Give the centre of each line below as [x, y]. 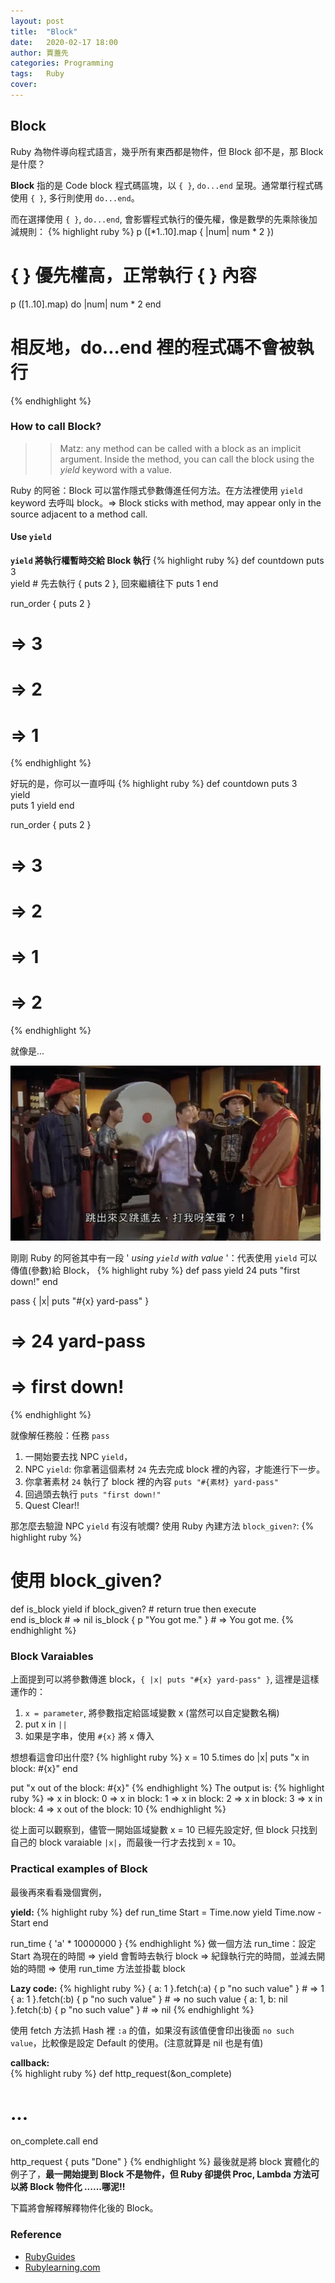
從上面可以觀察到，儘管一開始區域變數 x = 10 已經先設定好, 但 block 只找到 [164, 1830]
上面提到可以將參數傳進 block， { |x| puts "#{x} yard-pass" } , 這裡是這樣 [165, 1679]
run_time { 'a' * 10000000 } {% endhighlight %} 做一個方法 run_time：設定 [163, 1943]
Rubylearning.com [62, 2267]
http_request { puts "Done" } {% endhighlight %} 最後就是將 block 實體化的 [165, 2162]
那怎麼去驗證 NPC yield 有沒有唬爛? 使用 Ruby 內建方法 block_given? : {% [162, 1526]
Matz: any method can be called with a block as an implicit [180, 448]
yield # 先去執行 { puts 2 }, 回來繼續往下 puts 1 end [114, 584]
